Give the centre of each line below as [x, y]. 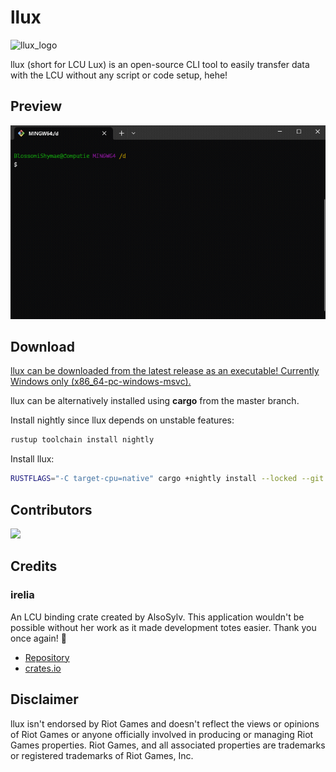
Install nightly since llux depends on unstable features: [122, 420]
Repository [47, 657]
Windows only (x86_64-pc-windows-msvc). [101, 382]
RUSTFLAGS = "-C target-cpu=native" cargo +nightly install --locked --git [167, 479]
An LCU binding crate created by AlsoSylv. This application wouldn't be [157, 617]
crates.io [43, 668]
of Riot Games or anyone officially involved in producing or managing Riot [162, 734]
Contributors [51, 509]
